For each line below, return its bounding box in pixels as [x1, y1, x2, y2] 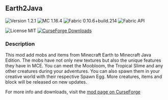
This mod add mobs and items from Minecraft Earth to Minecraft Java [5, 52, 152, 58]
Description [5, 40, 35, 47]
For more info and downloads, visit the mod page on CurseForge [5, 89, 141, 95]
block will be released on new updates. [5, 79, 88, 85]
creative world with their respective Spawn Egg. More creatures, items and [5, 73, 162, 80]
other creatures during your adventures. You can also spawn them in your [5, 68, 160, 74]
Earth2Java [5, 4, 43, 13]
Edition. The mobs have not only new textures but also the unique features [5, 57, 161, 63]
